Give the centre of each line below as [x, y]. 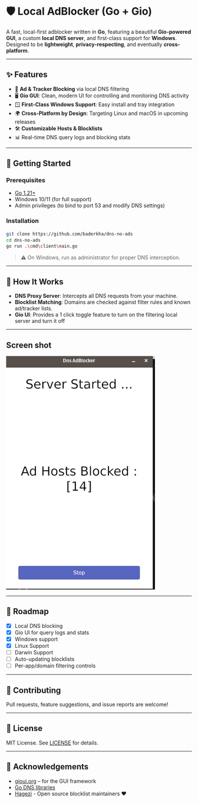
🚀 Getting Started [39, 164]
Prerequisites [26, 181]
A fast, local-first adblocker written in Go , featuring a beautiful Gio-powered [99, 32]
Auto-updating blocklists [44, 659]
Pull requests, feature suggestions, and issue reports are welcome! [87, 704]
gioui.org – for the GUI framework [55, 781]
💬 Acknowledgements [47, 767]
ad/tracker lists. [34, 309]
